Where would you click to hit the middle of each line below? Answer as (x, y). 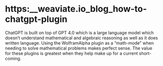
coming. (13, 58)
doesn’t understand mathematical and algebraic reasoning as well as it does (81, 38)
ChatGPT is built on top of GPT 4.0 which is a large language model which (80, 33)
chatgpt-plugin (36, 19)
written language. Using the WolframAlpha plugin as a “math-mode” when (80, 43)
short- (145, 53)
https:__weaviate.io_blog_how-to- (76, 9)
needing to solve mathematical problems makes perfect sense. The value (79, 48)
